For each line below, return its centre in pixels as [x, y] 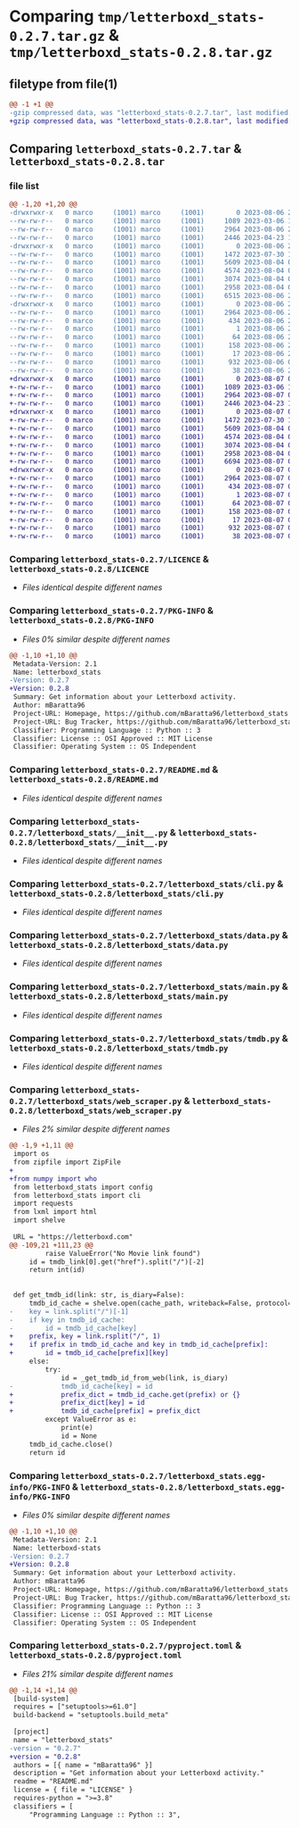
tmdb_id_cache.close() [71, 1444]
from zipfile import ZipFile [67, 1162]
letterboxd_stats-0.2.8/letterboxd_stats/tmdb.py [119, 1048]
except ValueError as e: [91, 1420]
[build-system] [41, 1699]
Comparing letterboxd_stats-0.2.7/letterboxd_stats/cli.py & [146, 884]
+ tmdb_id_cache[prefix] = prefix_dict [105, 1411]
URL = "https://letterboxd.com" [73, 1237]
